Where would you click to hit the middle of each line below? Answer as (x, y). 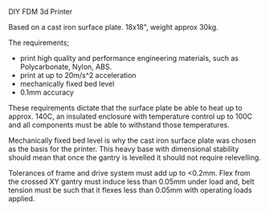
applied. (22, 199)
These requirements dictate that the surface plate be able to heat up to (125, 108)
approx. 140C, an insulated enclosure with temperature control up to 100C (130, 116)
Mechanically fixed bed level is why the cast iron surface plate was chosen (132, 140)
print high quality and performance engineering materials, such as (129, 58)
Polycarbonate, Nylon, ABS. (66, 67)
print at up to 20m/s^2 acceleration (78, 75)
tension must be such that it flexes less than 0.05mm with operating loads (130, 190)
